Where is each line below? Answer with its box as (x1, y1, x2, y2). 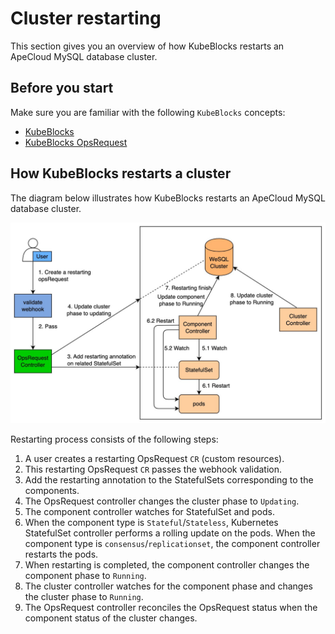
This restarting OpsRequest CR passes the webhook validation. (24, 463, 282, 476)
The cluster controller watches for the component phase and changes (24, 580, 314, 592)
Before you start (10, 80, 114, 97)
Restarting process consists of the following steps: (10, 433, 219, 446)
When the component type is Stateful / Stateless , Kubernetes (24, 517, 279, 529)
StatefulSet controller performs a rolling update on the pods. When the (24, 527, 316, 539)
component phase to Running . (24, 570, 147, 582)
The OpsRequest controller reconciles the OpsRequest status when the (24, 602, 318, 614)
